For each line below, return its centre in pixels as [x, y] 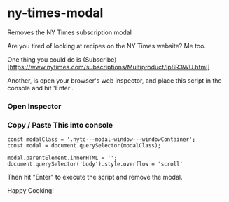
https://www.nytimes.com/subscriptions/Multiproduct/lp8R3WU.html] [110, 67]
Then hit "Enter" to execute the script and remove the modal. [95, 177]
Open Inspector [34, 106]
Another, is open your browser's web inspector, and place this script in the [114, 80]
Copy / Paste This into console [60, 125]
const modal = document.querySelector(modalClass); [84, 146]
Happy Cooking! [30, 191]
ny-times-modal [55, 13]
